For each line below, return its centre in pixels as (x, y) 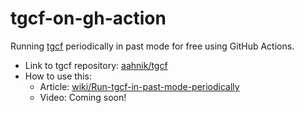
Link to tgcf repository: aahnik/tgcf (96, 65)
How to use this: (58, 76)
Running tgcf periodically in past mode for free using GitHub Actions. (152, 46)
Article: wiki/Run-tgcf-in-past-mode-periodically (139, 86)
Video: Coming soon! (83, 97)
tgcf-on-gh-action (88, 18)
